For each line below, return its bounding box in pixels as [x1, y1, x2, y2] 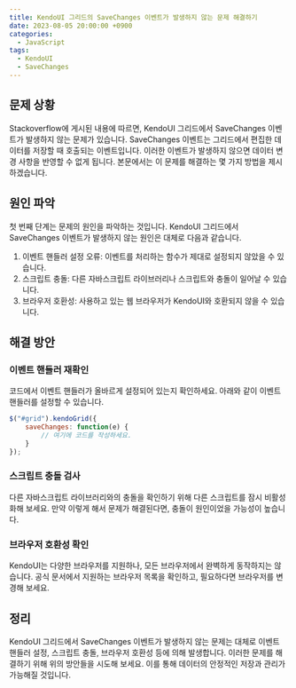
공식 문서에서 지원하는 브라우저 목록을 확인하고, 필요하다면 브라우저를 [35, 572, 275, 582]
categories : [9, 29, 53, 38]
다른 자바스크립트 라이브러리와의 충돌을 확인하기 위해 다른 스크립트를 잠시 [9, 492, 263, 502]
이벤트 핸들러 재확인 [9, 363, 90, 376]
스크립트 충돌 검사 [9, 470, 82, 482]
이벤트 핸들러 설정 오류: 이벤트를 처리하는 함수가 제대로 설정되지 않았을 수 [21, 250, 276, 262]
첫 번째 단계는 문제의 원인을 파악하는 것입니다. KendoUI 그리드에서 [9, 221, 239, 232]
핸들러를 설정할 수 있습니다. [9, 397, 105, 407]
